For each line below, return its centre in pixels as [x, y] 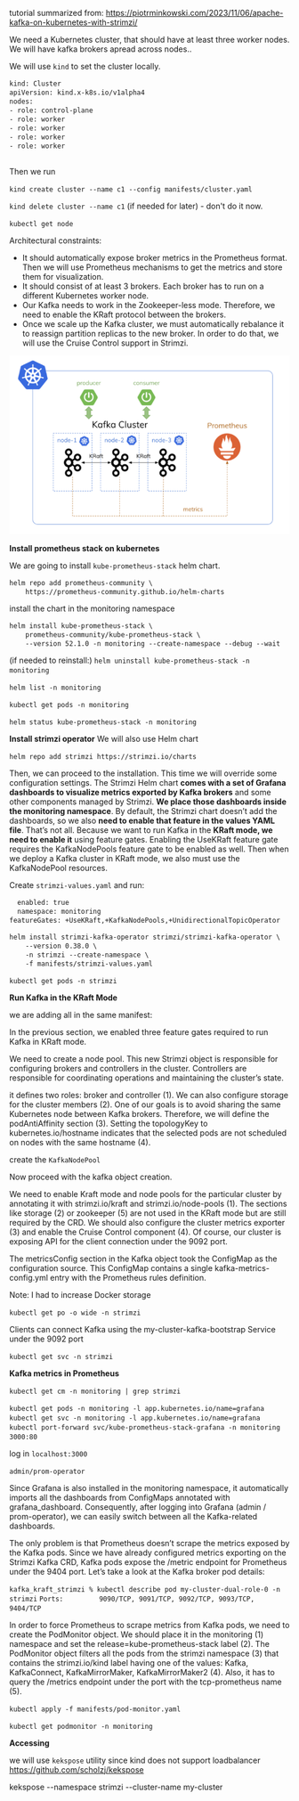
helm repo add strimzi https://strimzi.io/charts [103, 756]
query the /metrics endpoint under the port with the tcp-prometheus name [145, 1682]
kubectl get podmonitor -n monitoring [81, 1726]
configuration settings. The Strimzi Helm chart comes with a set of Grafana [148, 782]
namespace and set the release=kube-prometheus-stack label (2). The [139, 1643]
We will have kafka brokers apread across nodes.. [101, 49]
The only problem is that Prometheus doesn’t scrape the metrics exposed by [149, 1543]
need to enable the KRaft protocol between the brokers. [124, 314]
